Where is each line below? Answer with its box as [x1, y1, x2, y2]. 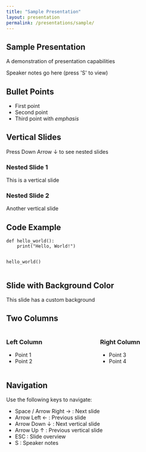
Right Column [100, 338, 141, 346]
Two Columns [6, 314, 58, 324]
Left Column [6, 338, 43, 346]
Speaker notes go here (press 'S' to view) [6, 69, 108, 76]
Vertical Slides [6, 132, 61, 143]
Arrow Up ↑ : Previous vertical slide [14, 426, 103, 434]
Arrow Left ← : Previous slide [14, 414, 86, 421]
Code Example [6, 222, 61, 233]
